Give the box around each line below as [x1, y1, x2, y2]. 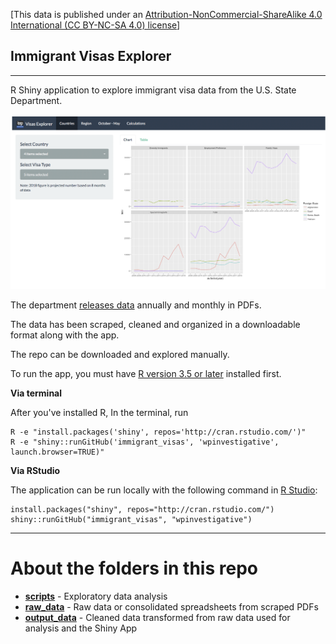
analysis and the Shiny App [24, 622, 138, 634]
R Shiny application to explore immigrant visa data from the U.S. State [10, 84, 297, 96]
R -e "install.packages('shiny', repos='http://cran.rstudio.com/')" [10, 427, 307, 437]
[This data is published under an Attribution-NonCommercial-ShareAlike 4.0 [10, 9, 323, 20]
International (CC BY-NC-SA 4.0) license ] [10, 19, 181, 31]
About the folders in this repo [10, 557, 258, 580]
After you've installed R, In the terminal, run [10, 406, 189, 418]
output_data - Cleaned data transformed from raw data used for [24, 611, 291, 623]
